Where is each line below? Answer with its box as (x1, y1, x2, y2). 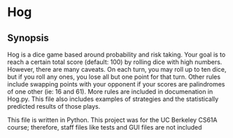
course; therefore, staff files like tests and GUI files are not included (7, 123, 202, 131)
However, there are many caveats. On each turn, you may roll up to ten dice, (7, 66, 227, 73)
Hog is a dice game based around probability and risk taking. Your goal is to (7, 50, 226, 59)
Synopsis (7, 32, 49, 44)
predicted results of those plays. (7, 102, 101, 110)
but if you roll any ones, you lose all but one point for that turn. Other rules (7, 72, 221, 81)
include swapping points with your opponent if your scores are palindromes (7, 80, 225, 88)
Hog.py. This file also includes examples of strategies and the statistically (7, 95, 219, 103)
